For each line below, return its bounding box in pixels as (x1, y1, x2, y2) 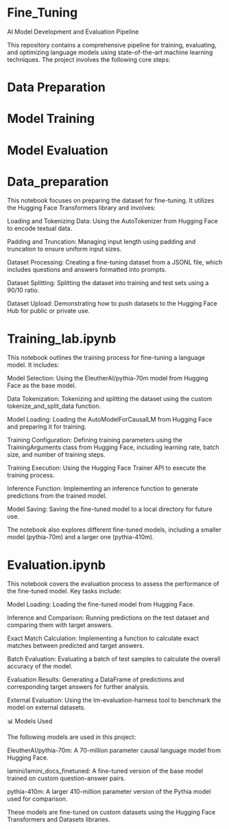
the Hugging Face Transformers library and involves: (7, 204, 156, 212)
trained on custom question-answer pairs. (7, 774, 125, 782)
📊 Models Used (7, 717, 53, 725)
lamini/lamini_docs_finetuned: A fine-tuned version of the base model (7, 767, 204, 775)
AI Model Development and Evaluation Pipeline (7, 27, 139, 36)
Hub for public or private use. (7, 307, 91, 315)
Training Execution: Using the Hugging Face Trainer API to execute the (7, 464, 206, 472)
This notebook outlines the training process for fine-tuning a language (7, 354, 206, 362)
